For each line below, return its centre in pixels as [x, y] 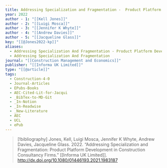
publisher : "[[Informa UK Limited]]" [44, 65]
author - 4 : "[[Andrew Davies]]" [40, 33]
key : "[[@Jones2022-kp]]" [32, 42]
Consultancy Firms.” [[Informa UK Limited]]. [62, 155]
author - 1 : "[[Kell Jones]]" [37, 19]
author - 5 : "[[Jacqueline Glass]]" [43, 38]
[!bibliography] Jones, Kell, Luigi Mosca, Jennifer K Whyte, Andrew [86, 139]
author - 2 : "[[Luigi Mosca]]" [38, 24]
